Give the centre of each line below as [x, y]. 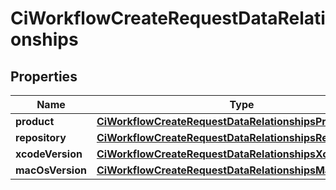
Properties [44, 76]
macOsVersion [51, 170]
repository [41, 137]
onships [44, 39]
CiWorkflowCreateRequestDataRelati [168, 18]
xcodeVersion [49, 154]
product [35, 121]
